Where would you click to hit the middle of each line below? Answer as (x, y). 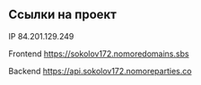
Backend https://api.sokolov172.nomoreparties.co (100, 71)
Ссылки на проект (63, 15)
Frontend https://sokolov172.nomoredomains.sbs (99, 54)
